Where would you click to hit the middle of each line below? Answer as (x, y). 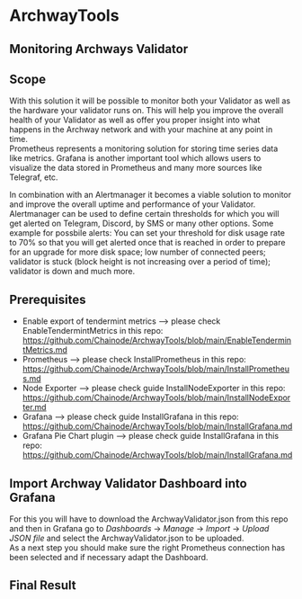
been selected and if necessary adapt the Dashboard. (109, 558)
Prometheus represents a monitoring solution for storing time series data (144, 148)
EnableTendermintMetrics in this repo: (93, 331)
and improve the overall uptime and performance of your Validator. (133, 204)
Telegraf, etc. (34, 177)
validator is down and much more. (72, 272)
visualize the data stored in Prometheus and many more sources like (136, 168)
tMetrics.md (44, 350)
